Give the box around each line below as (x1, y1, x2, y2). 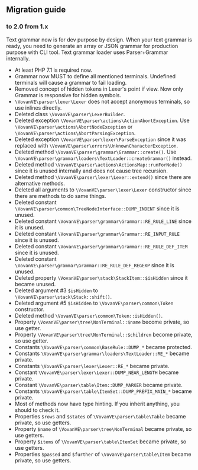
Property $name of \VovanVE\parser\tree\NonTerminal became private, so (14, 425, 192, 432)
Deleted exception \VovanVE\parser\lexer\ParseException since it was (14, 136, 186, 143)
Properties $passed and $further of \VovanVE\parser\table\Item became (14, 450, 191, 458)
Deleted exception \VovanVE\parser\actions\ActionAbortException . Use (14, 117, 190, 124)
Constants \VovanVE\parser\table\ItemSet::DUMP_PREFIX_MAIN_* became (14, 388, 192, 395)
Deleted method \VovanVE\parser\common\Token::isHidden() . (14, 312, 163, 319)
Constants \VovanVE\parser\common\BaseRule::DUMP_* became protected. (14, 343, 192, 350)
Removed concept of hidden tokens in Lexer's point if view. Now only (14, 85, 183, 92)
